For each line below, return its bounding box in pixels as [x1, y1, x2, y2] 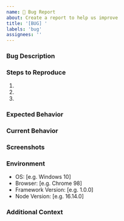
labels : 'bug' [6, 26, 43, 32]
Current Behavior [6, 126, 59, 135]
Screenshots [6, 143, 45, 151]
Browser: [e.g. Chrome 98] [15, 179, 82, 187]
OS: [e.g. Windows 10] [15, 173, 71, 181]
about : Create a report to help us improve [6, 15, 119, 21]
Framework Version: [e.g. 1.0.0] [15, 186, 94, 194]
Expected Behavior [6, 111, 64, 119]
